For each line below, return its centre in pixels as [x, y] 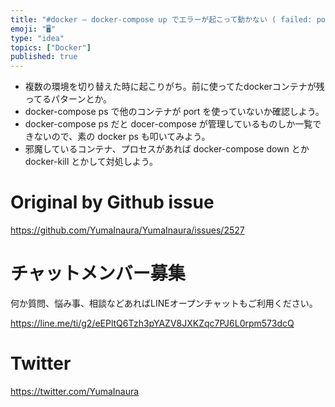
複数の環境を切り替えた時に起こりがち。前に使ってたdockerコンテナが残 [174, 87]
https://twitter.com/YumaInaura [75, 391]
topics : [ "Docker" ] [51, 47]
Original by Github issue [112, 202]
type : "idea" [37, 38]
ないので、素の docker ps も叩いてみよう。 [122, 137]
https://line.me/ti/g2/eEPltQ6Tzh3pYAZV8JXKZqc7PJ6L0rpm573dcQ [152, 323]
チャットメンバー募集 [98, 273]
